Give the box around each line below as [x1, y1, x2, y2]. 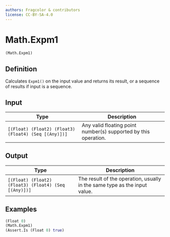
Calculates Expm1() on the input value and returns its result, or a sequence [5, 78, 160, 84]
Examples [5, 205, 37, 214]
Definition [5, 64, 37, 73]
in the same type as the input [78, 181, 147, 188]
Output [5, 151, 28, 160]
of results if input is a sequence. [5, 84, 72, 90]
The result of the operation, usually [78, 175, 161, 182]
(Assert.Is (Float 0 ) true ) [5, 228, 65, 233]
